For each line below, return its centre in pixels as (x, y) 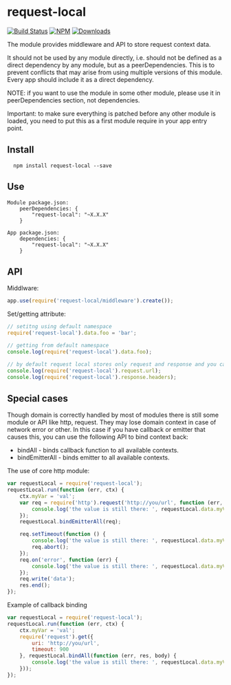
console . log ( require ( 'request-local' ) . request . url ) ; (84, 371)
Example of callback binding (47, 605)
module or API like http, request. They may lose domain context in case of (112, 422)
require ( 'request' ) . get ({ (57, 637)
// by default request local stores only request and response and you (112, 364)
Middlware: (23, 288)
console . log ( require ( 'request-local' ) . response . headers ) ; (92, 377)
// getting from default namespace (58, 345)
